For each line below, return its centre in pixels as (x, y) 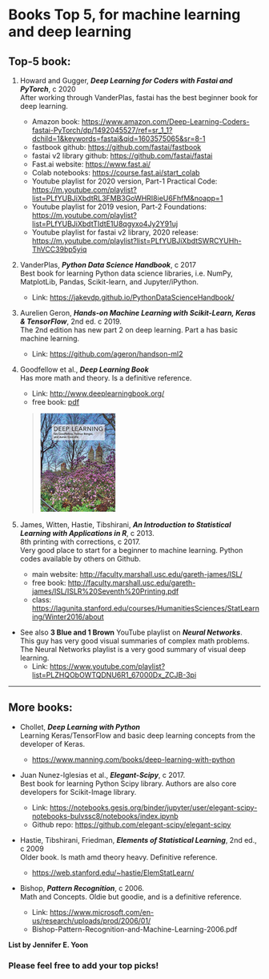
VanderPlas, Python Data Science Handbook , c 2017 (108, 265)
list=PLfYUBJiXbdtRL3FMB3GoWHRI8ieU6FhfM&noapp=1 (127, 198)
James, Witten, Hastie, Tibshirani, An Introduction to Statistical (125, 524)
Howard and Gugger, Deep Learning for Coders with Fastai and (126, 81)
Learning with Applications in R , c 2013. (87, 533)
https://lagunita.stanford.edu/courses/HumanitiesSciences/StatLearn (146, 608)
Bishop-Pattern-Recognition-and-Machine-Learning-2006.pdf (134, 929)
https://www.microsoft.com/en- (102, 912)
